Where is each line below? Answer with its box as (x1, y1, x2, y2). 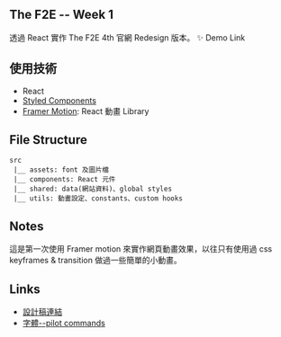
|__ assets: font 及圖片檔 (13, 165, 110, 174)
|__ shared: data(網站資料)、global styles (13, 184, 173, 194)
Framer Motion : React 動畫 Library (22, 105, 150, 116)
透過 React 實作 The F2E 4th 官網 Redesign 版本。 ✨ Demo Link (9, 31, 246, 43)
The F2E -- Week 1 (9, 7, 114, 22)
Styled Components (22, 94, 97, 106)
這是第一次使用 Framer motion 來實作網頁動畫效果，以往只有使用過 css (9, 244, 273, 254)
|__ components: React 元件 (13, 175, 116, 184)
